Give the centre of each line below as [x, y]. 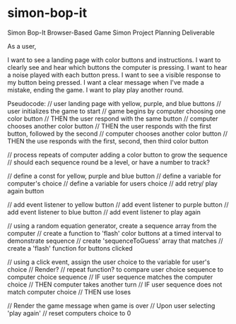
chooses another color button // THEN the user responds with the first [110, 126]
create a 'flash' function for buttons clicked [70, 248]
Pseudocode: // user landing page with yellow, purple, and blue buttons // [114, 103]
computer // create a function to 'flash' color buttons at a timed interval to [114, 233]
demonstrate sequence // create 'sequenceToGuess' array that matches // [115, 241]
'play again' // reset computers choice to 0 [69, 313]
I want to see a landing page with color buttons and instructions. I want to [114, 60]
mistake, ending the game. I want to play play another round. [95, 90]
